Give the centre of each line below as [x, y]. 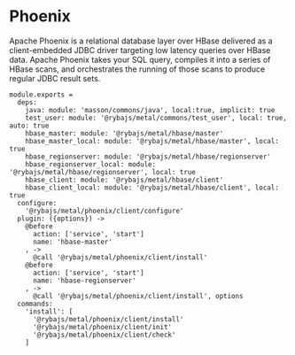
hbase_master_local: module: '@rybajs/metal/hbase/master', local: [152, 141]
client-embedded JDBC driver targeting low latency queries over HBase [140, 50]
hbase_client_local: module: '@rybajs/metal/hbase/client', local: [152, 188]
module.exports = [41, 95]
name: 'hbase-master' [73, 242]
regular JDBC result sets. [55, 78]
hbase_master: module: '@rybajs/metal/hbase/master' [124, 133]
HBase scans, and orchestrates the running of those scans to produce [137, 69]
